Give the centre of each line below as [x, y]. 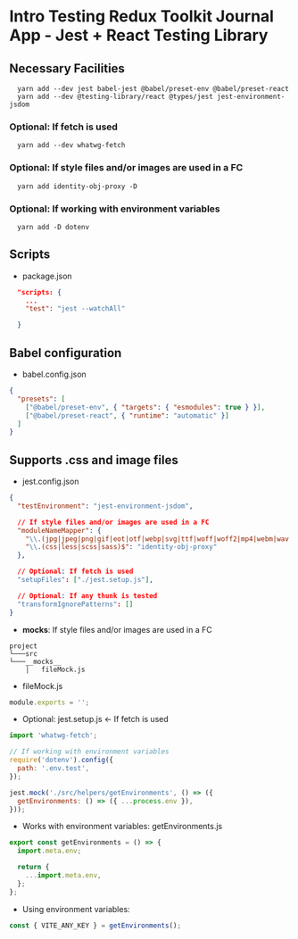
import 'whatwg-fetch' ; [54, 735]
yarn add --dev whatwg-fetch [71, 145]
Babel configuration [66, 353]
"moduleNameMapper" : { [59, 530]
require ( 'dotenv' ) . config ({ [62, 760]
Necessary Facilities [67, 68]
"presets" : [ [41, 399]
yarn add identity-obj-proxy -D [78, 186]
